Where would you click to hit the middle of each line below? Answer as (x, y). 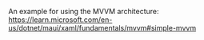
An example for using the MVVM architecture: (84, 11)
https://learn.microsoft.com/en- (60, 20)
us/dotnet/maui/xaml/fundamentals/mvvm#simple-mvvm (102, 28)
